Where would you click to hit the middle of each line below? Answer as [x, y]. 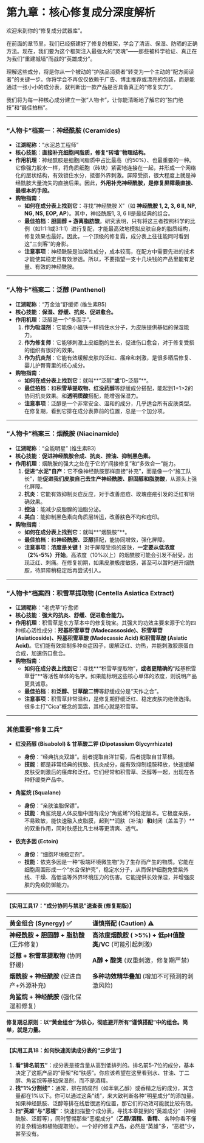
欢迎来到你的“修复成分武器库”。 [46, 30]
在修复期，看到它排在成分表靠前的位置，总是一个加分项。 [96, 411]
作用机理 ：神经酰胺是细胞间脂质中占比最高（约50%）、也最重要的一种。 [105, 160]
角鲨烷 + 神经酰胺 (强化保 [46, 997]
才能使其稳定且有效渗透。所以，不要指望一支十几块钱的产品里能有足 [109, 259]
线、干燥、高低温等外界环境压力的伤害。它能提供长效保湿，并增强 [107, 877]
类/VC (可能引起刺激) [122, 944]
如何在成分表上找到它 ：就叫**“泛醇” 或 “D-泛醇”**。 [88, 380]
